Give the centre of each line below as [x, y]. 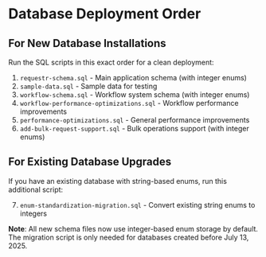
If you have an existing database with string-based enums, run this [117, 181]
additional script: [36, 189]
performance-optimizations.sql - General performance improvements [135, 120]
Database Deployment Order [105, 14]
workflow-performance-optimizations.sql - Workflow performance [129, 103]
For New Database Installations [87, 43]
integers [33, 213]
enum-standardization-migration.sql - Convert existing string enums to [137, 204]
